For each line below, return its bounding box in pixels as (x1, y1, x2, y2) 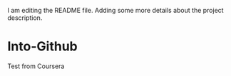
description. (7, 13, 43, 22)
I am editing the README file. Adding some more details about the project (7, 6, 224, 14)
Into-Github (7, 38, 78, 55)
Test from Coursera (7, 62, 65, 70)
